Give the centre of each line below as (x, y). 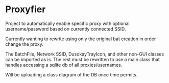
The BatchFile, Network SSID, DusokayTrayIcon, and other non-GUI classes (85, 54)
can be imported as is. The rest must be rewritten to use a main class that (82, 59)
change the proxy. (24, 44)
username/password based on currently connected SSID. (66, 29)
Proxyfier (26, 9)
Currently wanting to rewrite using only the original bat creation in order (81, 39)
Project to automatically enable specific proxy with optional (67, 23)
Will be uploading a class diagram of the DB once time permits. (71, 74)
